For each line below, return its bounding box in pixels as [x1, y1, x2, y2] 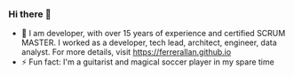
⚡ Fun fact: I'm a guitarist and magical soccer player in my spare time [20, 57, 274, 67]
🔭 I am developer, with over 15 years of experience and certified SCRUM [20, 28, 286, 39]
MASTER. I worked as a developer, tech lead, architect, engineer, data [20, 37, 277, 48]
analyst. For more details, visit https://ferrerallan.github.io [20, 47, 232, 57]
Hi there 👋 [8, 8, 52, 20]
